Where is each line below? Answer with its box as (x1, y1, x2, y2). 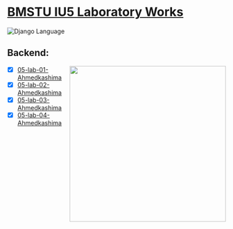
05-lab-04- (17, 111, 50, 119)
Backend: (7, 47, 49, 59)
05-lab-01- (17, 65, 49, 73)
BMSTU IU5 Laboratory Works (7, 4, 184, 20)
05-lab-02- (17, 80, 50, 89)
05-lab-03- (17, 95, 50, 104)
